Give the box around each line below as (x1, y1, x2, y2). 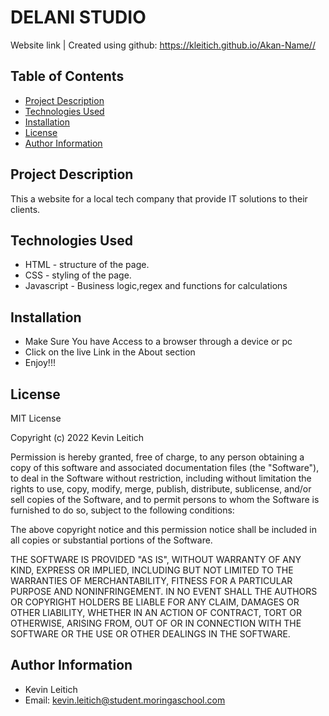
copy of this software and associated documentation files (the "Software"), (10, 462, 320, 473)
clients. (10, 203, 41, 215)
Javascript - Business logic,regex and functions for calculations (24, 280, 288, 292)
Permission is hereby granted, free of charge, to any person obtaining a (10, 451, 305, 463)
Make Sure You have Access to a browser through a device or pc (24, 336, 293, 348)
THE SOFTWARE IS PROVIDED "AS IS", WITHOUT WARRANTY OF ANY (10, 554, 302, 565)
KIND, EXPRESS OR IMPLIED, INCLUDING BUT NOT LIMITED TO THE (10, 564, 294, 576)
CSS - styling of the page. (24, 269, 132, 281)
